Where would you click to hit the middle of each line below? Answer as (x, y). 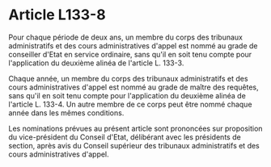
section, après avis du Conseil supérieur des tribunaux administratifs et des (134, 145)
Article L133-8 (57, 15)
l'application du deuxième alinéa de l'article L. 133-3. (96, 63)
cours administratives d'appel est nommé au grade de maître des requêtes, (133, 87)
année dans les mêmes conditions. (66, 113)
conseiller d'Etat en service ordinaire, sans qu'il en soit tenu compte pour (130, 54)
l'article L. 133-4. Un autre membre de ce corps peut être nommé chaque (130, 104)
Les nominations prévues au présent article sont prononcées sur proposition (135, 128)
